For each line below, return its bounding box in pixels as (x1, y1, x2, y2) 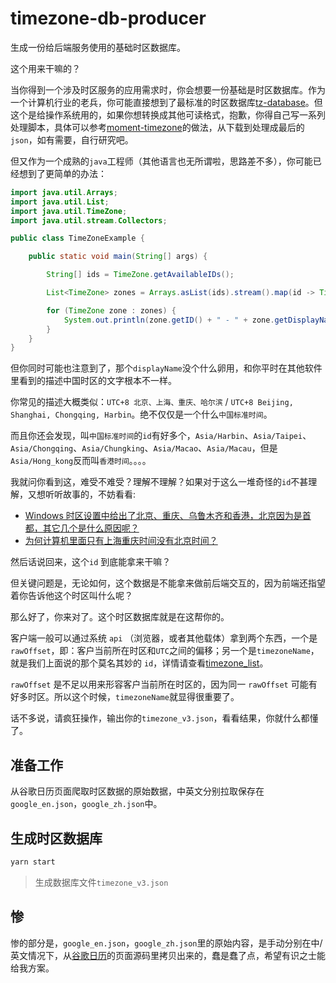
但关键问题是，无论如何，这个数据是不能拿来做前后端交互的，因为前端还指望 (10, 577, 326, 589)
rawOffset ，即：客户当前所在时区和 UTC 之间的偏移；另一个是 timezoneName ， (10, 645, 320, 657)
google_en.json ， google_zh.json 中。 (10, 798, 163, 810)
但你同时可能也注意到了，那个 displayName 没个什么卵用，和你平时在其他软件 (10, 362, 323, 374)
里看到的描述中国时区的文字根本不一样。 (10, 375, 177, 387)
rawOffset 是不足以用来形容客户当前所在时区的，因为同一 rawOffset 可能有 (10, 678, 318, 691)
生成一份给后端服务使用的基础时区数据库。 (10, 41, 186, 53)
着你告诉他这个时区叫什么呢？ (10, 590, 133, 602)
